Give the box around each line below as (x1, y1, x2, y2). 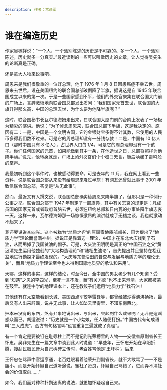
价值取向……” (13, 369, 41, 375)
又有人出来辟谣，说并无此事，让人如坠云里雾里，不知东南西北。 (9, 300, 140, 306)
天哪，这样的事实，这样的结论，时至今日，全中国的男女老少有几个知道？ (5, 270, 153, 276)
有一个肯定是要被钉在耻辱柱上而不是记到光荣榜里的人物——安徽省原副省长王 (5, 333, 162, 339)
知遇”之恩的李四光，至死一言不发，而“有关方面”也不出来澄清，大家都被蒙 (11, 277, 161, 283)
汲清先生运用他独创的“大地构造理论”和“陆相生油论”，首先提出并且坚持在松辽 (5, 247, 161, 253)
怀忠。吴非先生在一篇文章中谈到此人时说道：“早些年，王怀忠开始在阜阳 (5, 339, 151, 345)
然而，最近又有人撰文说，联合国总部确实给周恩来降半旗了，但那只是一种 (5, 193, 153, 199)
